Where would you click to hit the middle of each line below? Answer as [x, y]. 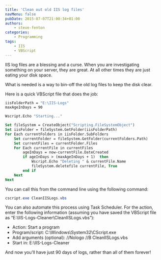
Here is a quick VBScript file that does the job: [52, 94]
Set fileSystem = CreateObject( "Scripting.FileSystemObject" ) [70, 125]
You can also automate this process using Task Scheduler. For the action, [79, 207]
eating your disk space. [29, 75]
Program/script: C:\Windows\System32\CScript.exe [64, 233]
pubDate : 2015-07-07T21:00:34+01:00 [42, 19]
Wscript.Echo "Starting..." [34, 116]
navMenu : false [21, 14]
